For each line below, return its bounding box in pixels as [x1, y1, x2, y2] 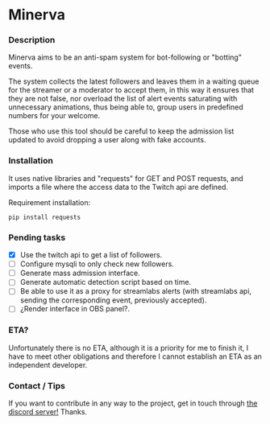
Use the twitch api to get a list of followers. [19, 250, 163, 260]
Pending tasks [8, 232, 66, 243]
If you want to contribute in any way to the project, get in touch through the [8, 398, 258, 408]
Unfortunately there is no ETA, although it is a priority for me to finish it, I [8, 343, 249, 352]
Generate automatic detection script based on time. [19, 278, 192, 287]
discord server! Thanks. [8, 407, 87, 417]
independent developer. [8, 360, 88, 369]
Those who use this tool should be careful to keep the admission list [8, 126, 235, 136]
